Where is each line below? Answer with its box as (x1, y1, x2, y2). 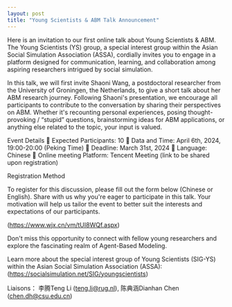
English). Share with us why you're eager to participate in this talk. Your (7, 192, 211, 201)
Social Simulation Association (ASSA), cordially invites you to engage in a (7, 50, 216, 59)
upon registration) (7, 158, 59, 166)
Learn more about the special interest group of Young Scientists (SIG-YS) (7, 254, 216, 263)
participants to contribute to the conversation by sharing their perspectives (7, 100, 222, 109)
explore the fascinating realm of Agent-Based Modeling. (7, 241, 168, 249)
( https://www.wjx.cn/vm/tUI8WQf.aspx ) (7, 220, 120, 229)
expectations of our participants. (7, 207, 100, 216)
